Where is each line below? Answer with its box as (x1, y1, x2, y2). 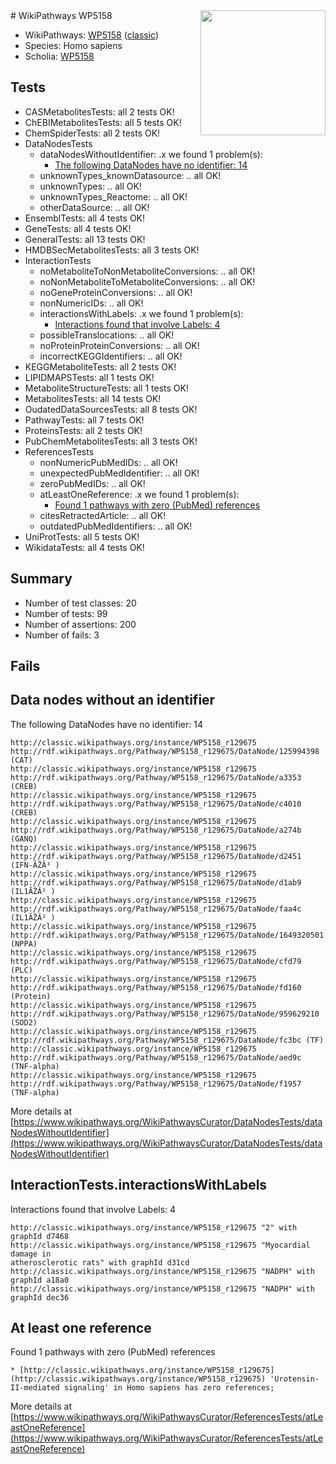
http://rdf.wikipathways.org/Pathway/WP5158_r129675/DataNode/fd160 (10, 982, 302, 993)
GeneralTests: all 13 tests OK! (24, 233, 146, 245)
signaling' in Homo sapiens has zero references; (63, 1383, 275, 1393)
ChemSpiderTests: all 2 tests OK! (24, 127, 161, 139)
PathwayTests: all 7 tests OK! (24, 414, 145, 426)
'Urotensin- (269, 1374, 320, 1384)
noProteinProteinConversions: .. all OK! (39, 339, 200, 351)
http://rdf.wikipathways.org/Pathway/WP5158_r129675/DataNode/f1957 (10, 1079, 302, 1089)
